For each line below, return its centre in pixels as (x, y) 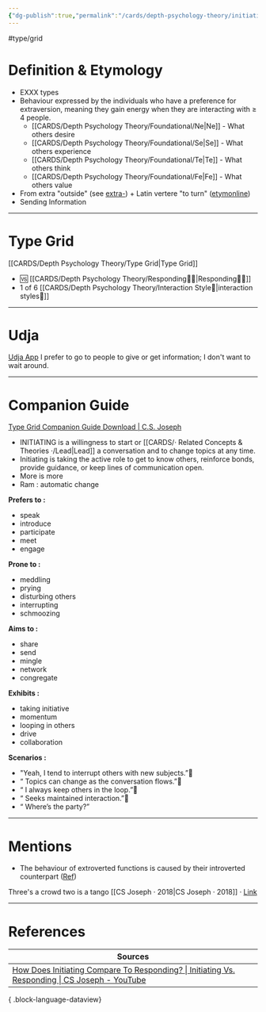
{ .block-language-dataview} (55, 999)
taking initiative (44, 709)
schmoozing (40, 613)
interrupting (39, 605)
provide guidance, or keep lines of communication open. (112, 468)
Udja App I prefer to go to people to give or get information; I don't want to (129, 357)
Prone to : (25, 565)
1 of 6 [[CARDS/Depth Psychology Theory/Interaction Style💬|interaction (136, 287)
